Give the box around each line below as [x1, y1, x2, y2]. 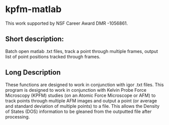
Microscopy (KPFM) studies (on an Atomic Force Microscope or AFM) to [5, 92, 156, 98]
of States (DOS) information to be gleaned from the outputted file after [5, 108, 152, 114]
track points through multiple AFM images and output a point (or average [5, 97, 157, 104]
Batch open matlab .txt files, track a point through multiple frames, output [5, 48, 158, 54]
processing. [5, 113, 30, 119]
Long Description [5, 68, 61, 77]
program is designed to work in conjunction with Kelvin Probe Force [5, 87, 147, 93]
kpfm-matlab [5, 4, 62, 15]
